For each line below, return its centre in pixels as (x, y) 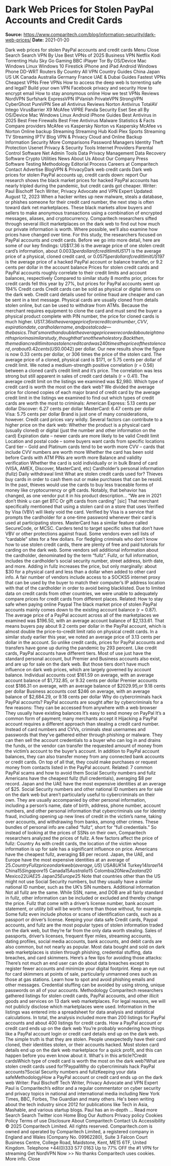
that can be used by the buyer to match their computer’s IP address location (85, 582)
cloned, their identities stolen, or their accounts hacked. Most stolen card (82, 1044)
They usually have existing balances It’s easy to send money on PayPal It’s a (85, 713)
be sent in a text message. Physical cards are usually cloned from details (82, 300)
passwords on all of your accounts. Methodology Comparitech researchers (84, 990)
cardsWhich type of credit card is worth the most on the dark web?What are (85, 1061)
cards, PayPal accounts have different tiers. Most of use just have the (78, 653)
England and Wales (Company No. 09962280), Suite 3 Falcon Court (77, 1137)
